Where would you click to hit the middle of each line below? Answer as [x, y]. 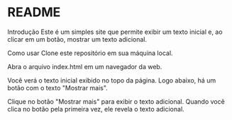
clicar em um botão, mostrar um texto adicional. [77, 39]
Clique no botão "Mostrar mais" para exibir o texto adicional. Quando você [116, 101]
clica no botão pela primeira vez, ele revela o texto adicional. [96, 109]
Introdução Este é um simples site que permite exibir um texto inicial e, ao [115, 32]
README [34, 12]
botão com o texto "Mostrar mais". [57, 88]
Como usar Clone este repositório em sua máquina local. [90, 53]
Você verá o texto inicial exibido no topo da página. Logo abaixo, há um [112, 80]
